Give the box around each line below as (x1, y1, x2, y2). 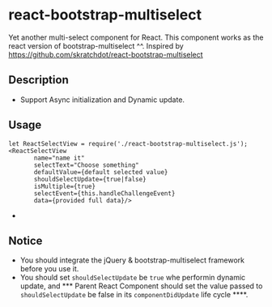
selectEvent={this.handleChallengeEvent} (33, 189, 176, 198)
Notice (8, 233, 43, 248)
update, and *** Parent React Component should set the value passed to (19, 281, 263, 291)
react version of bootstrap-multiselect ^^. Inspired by (8, 41, 184, 50)
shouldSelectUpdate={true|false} (33, 175, 147, 183)
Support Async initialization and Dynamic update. (19, 95, 185, 104)
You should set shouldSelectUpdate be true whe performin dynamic (19, 273, 246, 283)
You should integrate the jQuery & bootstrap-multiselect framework (19, 255, 245, 265)
